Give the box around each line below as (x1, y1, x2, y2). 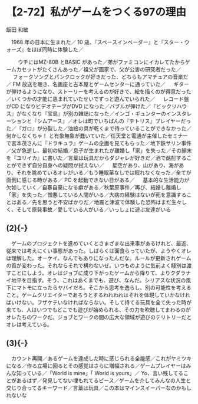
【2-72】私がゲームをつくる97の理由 (6, 5, 187, 19)
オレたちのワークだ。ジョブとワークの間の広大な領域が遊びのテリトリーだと (6, 313, 192, 320)
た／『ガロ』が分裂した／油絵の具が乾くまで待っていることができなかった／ (6, 124, 192, 132)
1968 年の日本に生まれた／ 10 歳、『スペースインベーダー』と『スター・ (11, 38, 184, 45)
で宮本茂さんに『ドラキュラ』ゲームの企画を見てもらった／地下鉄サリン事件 (6, 139, 192, 146)
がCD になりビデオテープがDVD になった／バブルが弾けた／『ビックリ (6, 103, 177, 110)
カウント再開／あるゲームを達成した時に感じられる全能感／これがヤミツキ (11, 354, 192, 362)
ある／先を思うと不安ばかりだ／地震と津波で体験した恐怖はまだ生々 (16, 198, 182, 205)
